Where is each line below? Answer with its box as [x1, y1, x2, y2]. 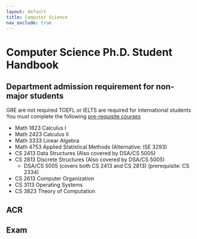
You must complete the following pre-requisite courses [6, 113, 141, 120]
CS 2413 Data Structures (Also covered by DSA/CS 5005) [14, 150, 156, 157]
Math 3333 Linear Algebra [14, 137, 80, 144]
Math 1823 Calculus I [14, 124, 67, 131]
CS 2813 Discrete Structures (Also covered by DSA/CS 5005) [14, 156, 165, 163]
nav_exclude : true [6, 20, 52, 26]
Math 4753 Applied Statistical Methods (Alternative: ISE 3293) [14, 143, 168, 150]
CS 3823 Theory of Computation [14, 188, 95, 195]
